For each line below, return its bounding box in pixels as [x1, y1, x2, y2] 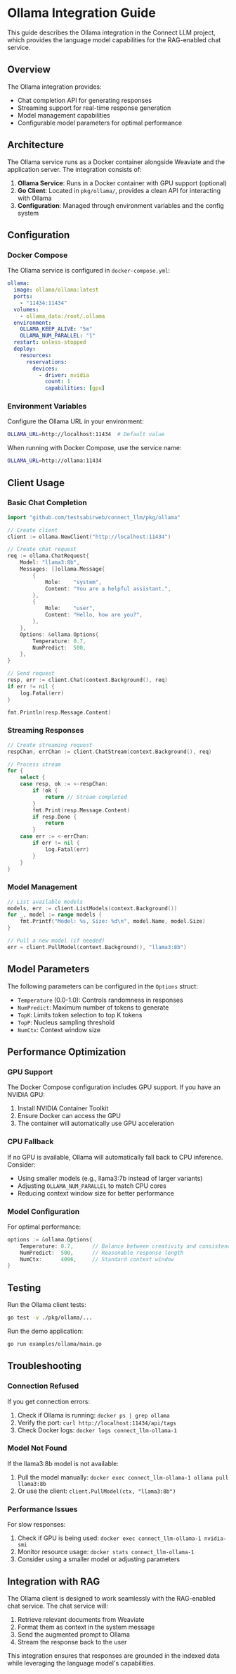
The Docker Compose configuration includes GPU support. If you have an [7, 1083, 221, 1091]
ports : [13, 293, 33, 300]
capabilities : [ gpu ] [44, 385, 105, 392]
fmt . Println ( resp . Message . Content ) [7, 709, 112, 716]
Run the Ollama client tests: [7, 1301, 86, 1309]
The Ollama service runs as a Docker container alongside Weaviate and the [7, 157, 225, 166]
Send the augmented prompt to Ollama [17, 1630, 130, 1639]
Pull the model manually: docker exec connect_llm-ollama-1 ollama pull [17, 1472, 229, 1481]
